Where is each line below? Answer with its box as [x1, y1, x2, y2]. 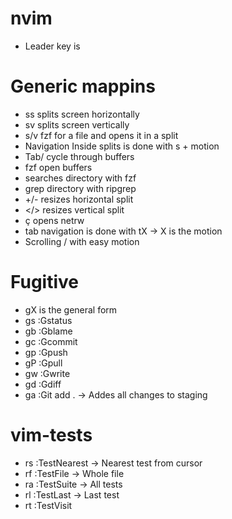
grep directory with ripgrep [24, 182, 137, 194]
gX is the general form [24, 303, 118, 316]
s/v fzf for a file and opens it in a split [24, 129, 179, 141]
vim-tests [10, 424, 93, 446]
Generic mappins [10, 75, 156, 98]
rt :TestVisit [24, 499, 73, 511]
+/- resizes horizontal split [24, 193, 134, 205]
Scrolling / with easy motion [24, 235, 140, 247]
